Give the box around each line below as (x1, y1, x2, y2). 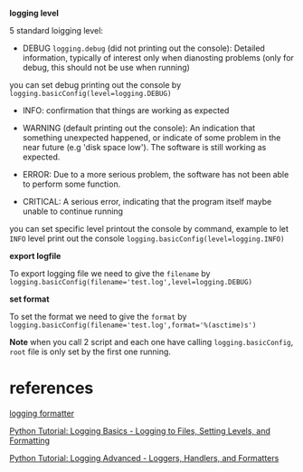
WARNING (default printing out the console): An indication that (22, 122, 256, 133)
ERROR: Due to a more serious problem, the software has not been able (22, 169, 289, 179)
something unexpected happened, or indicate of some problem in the (22, 132, 281, 143)
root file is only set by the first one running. (9, 346, 172, 357)
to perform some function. (22, 178, 121, 189)
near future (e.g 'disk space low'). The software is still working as (22, 142, 267, 152)
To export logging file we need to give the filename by (9, 268, 211, 279)
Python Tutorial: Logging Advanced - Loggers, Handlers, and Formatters (9, 452, 279, 463)
